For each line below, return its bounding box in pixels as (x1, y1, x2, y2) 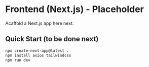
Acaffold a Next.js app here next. (5, 20, 74, 26)
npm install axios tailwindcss (5, 53, 71, 58)
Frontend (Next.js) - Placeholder (5, 4, 144, 15)
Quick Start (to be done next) (5, 35, 99, 43)
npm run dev (5, 57, 30, 62)
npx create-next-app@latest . (5, 48, 69, 53)
